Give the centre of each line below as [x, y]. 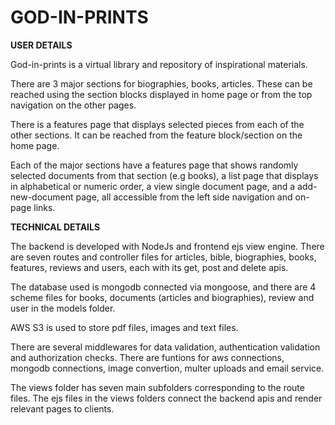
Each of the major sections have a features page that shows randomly [154, 165]
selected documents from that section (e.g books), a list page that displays [164, 175]
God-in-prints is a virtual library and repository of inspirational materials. [159, 64]
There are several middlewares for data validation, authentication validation [165, 347]
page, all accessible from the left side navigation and [184, 197]
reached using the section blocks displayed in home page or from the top [161, 94]
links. [44, 207]
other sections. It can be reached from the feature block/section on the [156, 135]
